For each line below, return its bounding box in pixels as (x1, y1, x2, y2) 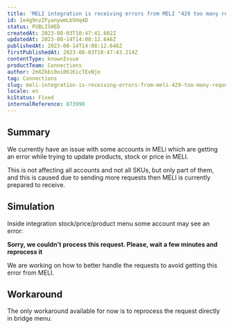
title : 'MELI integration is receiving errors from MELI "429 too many (7, 10, 218, 17)
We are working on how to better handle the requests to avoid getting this (7, 261, 218, 269)
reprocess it (7, 248, 43, 256)
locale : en (7, 88, 39, 95)
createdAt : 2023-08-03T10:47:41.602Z (7, 29, 116, 37)
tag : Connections (7, 74, 58, 82)
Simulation (7, 201, 55, 213)
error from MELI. (7, 268, 54, 277)
